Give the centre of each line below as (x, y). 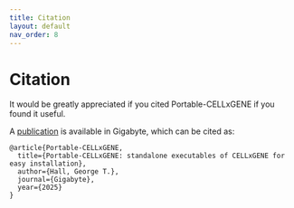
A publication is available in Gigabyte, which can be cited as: (122, 131)
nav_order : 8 (34, 34)
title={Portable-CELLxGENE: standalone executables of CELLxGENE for (151, 156)
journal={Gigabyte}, (56, 180)
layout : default (40, 26)
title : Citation (40, 18)
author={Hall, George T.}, (68, 172)
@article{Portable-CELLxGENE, (66, 148)
